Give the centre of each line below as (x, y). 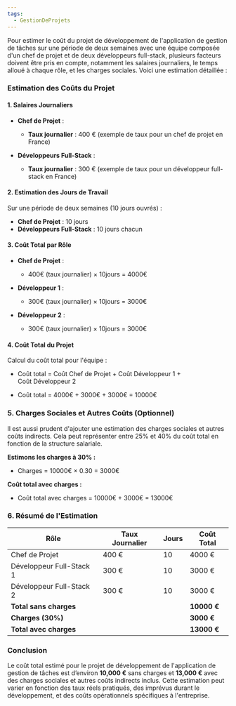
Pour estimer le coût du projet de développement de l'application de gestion (117, 40)
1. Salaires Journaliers (40, 105)
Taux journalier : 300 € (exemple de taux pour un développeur (119, 168)
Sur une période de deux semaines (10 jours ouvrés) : (85, 208)
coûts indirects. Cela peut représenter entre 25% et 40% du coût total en (113, 436)
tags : (15, 14)
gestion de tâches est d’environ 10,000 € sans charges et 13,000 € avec (113, 673)
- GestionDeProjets (42, 20)
